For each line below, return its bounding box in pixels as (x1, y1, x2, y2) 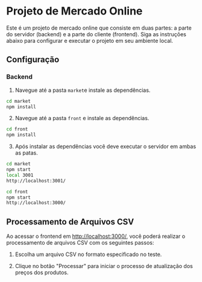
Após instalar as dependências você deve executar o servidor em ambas (14, 143, 197, 150)
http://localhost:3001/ (6, 178, 66, 184)
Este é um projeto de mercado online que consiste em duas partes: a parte (6, 24, 192, 31)
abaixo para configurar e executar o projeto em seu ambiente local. (6, 37, 174, 44)
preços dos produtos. (14, 269, 69, 276)
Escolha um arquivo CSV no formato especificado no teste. (14, 251, 162, 258)
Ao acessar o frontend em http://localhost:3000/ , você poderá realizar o (6, 232, 186, 240)
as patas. (14, 149, 38, 156)
